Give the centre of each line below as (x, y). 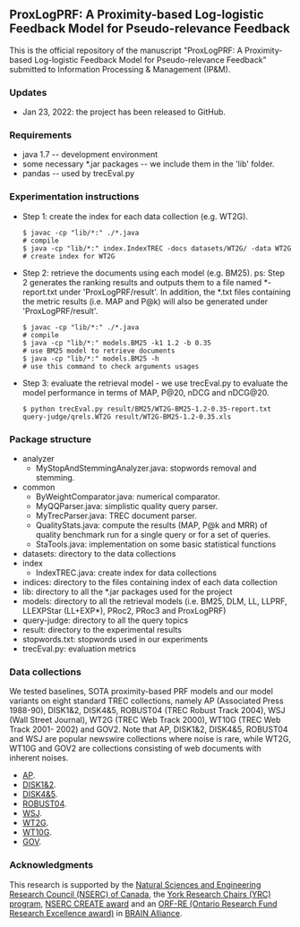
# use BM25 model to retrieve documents (99, 351)
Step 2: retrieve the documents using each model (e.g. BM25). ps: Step (153, 273)
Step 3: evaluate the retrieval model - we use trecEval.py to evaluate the (155, 383)
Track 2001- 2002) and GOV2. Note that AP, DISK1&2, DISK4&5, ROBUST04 (149, 729)
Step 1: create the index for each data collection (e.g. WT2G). (135, 216)
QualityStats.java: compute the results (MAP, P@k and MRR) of (152, 525)
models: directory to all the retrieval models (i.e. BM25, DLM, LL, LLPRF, (154, 601)
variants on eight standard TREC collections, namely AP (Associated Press (146, 701)
